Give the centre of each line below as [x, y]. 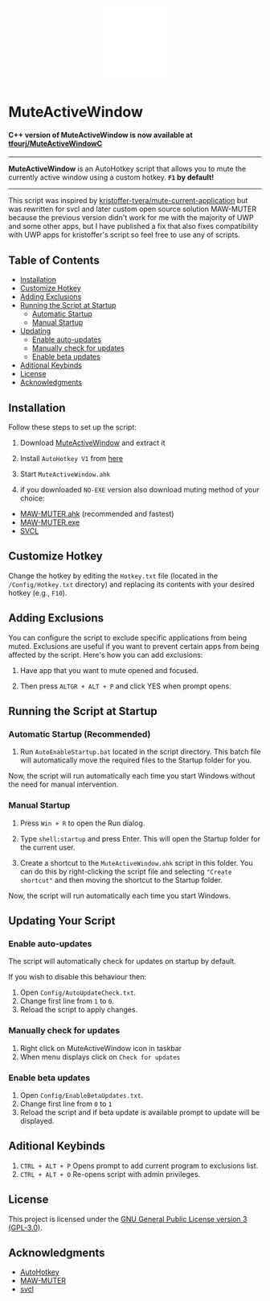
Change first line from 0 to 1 [66, 1104]
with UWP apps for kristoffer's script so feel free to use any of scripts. [124, 235]
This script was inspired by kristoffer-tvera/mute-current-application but [128, 201]
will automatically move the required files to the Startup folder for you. [135, 760]
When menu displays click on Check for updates [100, 1057]
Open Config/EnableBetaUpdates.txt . [81, 1095]
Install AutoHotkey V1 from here [71, 459]
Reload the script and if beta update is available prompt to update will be [140, 1112]
